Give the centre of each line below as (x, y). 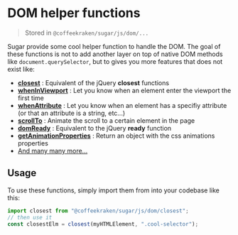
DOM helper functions (74, 13)
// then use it (30, 217)
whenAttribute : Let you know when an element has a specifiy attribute (122, 105)
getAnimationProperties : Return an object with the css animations (116, 136)
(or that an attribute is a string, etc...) (71, 113)
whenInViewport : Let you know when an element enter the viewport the (124, 90)
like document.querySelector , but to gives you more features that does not (115, 61)
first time (31, 98)
